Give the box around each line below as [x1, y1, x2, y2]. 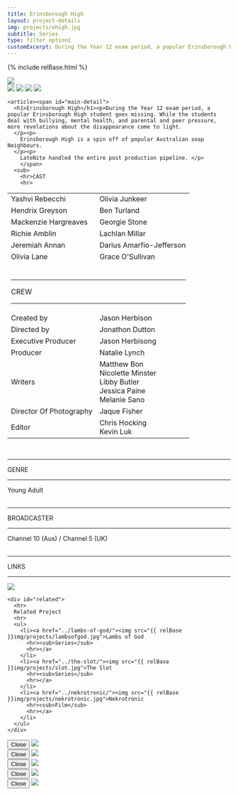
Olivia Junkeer [98, 194, 147, 203]
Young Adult [7, 486, 44, 494]
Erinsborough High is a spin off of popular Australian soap [20, 136, 204, 143]
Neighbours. [7, 142, 42, 149]
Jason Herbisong [98, 336, 157, 345]
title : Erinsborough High [7, 10, 84, 18]
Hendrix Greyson [11, 205, 67, 215]
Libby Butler [98, 377, 140, 387]
